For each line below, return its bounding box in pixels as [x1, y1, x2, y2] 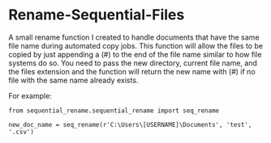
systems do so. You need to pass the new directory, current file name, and [8, 58, 258, 68]
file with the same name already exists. [8, 75, 139, 85]
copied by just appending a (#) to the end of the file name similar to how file [8, 49, 262, 59]
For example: [8, 90, 53, 100]
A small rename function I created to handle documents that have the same [8, 32, 260, 42]
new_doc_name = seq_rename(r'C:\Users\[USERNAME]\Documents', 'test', [8, 120, 252, 128]
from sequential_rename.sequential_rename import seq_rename [8, 107, 220, 115]
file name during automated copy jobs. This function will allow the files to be [8, 40, 264, 50]
